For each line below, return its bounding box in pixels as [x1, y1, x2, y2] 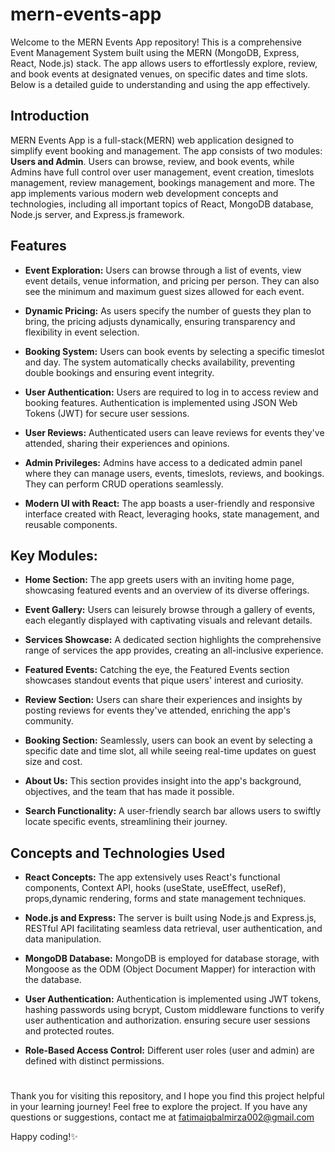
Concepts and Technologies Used [10, 844, 226, 862]
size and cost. [24, 756, 83, 768]
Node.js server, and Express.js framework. [10, 208, 185, 220]
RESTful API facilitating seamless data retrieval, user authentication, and [24, 923, 323, 935]
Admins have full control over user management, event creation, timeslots [10, 166, 315, 178]
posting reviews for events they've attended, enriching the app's [24, 704, 292, 717]
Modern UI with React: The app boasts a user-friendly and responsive [24, 497, 315, 509]
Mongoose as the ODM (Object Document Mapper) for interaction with [24, 963, 317, 975]
